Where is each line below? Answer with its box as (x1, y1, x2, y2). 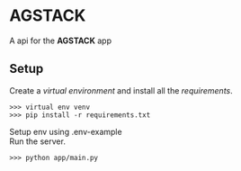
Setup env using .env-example (9, 126, 123, 137)
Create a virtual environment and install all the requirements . (9, 85, 234, 95)
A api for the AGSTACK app (9, 35, 112, 46)
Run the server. (9, 136, 66, 147)
